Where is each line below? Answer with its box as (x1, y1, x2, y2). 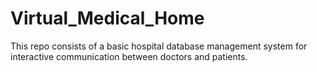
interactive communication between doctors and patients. (10, 50, 248, 62)
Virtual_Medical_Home (10, 7, 205, 30)
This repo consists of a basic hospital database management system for (10, 40, 308, 52)
